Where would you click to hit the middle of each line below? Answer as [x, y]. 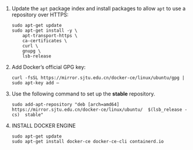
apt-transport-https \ [50, 36]
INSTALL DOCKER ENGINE [44, 126]
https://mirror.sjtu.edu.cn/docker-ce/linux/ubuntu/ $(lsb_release [97, 110]
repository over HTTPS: [40, 15]
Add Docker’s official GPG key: [49, 67]
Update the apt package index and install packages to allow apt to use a [99, 8]
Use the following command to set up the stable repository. [83, 94]
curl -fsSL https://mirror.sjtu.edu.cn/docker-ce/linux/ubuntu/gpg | [98, 78]
